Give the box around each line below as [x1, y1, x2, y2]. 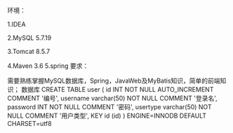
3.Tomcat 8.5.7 [7, 48, 51, 55]
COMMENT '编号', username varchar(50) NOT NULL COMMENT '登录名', [7, 94, 218, 102]
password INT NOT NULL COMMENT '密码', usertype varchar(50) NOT [7, 103, 212, 111]
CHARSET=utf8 [7, 120, 52, 127]
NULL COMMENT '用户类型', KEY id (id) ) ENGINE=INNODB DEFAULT [7, 111, 207, 120]
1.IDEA [7, 20, 26, 28]
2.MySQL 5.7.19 [7, 34, 51, 42]
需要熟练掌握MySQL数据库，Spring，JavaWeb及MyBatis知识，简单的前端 [7, 76, 220, 85]
